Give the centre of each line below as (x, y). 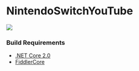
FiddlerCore (30, 62)
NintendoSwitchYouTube (70, 11)
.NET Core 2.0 (33, 55)
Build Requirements (36, 42)
